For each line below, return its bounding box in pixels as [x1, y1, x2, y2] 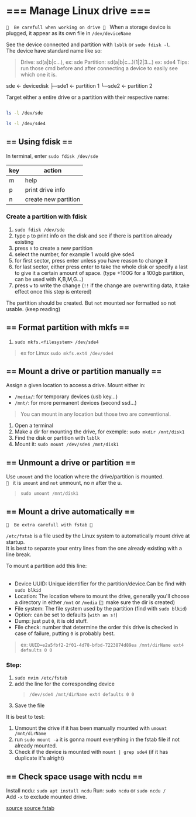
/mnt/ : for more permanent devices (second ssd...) [14, 399, 137, 406]
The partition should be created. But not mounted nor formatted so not [6, 299, 176, 306]
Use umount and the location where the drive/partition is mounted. [6, 473, 164, 480]
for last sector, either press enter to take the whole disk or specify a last [14, 263, 188, 270]
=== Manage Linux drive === [6, 4, 151, 18]
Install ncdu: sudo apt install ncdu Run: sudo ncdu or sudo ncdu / [6, 787, 166, 794]
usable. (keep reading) [6, 305, 61, 312]
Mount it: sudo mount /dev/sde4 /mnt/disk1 [14, 440, 119, 448]
